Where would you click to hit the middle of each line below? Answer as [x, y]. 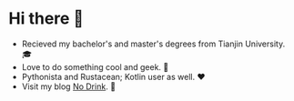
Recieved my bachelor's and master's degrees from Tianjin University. [153, 44]
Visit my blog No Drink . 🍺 [68, 86]
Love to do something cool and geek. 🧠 [95, 66]
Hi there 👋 [46, 19]
